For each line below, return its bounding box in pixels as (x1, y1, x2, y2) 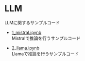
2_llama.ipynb (11, 45, 40, 51)
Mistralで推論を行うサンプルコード (11, 35, 81, 41)
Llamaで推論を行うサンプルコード (11, 51, 79, 57)
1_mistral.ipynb (11, 29, 42, 35)
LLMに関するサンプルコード (4, 20, 60, 25)
